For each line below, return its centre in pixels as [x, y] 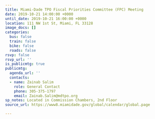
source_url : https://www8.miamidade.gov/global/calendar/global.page [78, 105]
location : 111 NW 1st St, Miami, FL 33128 [49, 23]
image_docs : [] [21, 28]
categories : [17, 32]
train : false [23, 41]
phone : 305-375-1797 [35, 91]
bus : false [21, 37]
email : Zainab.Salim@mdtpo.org [46, 96]
